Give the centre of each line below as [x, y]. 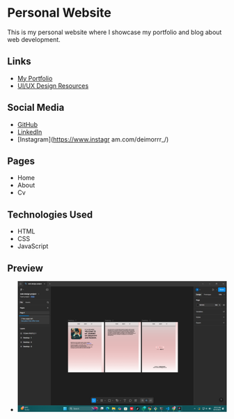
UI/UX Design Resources [53, 86]
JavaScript [33, 246]
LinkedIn [30, 132]
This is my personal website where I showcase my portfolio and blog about [115, 32]
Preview [25, 268]
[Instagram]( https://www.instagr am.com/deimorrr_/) [93, 139]
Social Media [36, 108]
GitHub [28, 124]
